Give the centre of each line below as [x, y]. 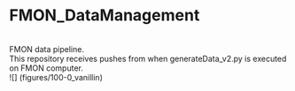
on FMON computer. [47, 68]
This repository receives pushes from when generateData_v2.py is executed [148, 58]
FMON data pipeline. [47, 49]
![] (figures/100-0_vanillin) [56, 77]
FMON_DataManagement [105, 15]
